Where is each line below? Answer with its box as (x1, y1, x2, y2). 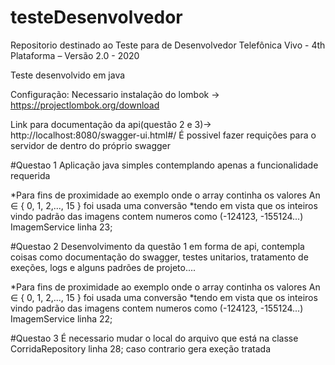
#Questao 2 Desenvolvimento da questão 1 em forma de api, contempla (10, 240, 305, 252)
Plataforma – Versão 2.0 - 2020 (10, 49, 140, 61)
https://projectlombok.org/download (10, 99, 160, 111)
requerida (10, 169, 51, 181)
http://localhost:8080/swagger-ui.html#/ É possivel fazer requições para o (10, 129, 317, 141)
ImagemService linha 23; (10, 221, 113, 233)
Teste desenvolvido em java (10, 69, 126, 81)
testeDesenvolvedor (10, 6, 183, 29)
